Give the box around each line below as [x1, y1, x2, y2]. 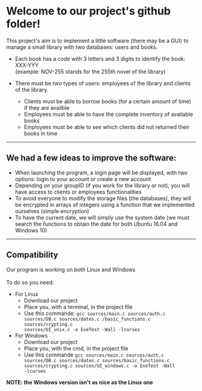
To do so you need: [6, 279, 54, 286]
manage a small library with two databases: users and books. [6, 43, 158, 51]
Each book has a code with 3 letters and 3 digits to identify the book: [14, 55, 186, 62]
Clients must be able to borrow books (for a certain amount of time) [23, 98, 191, 105]
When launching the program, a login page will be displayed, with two [14, 169, 188, 176]
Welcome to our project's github [6, 4, 171, 18]
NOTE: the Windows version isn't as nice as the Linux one [6, 378, 153, 386]
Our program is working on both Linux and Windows [6, 265, 136, 273]
